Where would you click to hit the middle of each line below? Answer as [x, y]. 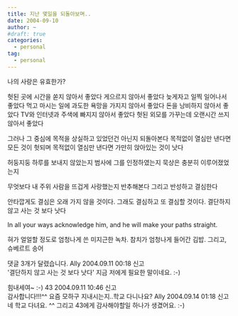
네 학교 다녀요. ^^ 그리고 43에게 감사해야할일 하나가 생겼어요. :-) [96, 305]
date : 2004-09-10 [33, 21]
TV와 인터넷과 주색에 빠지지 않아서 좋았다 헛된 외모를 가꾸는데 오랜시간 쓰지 [125, 114]
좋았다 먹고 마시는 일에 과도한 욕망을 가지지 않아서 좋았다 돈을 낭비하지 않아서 [114, 105]
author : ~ [22, 27]
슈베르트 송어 [26, 248]
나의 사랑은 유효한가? [37, 81]
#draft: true [27, 34]
